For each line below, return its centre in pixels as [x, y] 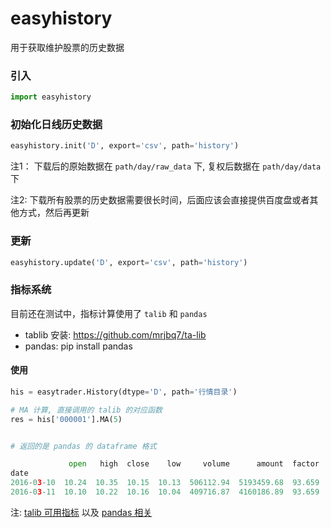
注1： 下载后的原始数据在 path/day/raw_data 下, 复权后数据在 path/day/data [166, 166]
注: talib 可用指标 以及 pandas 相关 [81, 512]
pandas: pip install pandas [78, 346]
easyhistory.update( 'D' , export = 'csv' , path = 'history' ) [129, 262]
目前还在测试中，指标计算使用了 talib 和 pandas [109, 313]
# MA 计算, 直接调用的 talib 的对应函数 [86, 410]
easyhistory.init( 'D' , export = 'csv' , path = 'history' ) [125, 146]
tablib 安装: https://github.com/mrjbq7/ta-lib [115, 334]
